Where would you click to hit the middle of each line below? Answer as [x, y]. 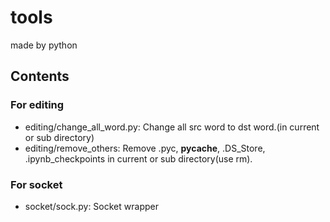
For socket [36, 184]
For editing [37, 105]
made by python [44, 45]
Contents [40, 76]
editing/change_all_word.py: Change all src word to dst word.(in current [172, 127]
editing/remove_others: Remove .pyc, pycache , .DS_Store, [145, 148]
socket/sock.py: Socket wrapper [91, 206]
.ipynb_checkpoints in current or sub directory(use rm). [138, 158]
